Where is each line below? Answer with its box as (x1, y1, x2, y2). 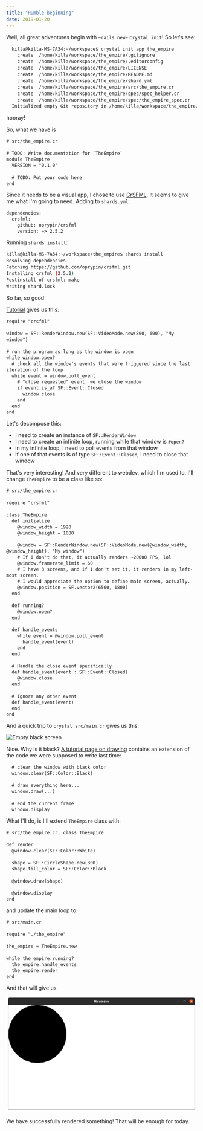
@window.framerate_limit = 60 (17, 560, 94, 566)
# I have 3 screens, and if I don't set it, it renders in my (17, 566, 177, 572)
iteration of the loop (6, 366, 63, 373)
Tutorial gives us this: (6, 306, 59, 313)
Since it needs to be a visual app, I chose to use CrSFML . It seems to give (6, 191, 189, 199)
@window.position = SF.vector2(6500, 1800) (17, 584, 129, 591)
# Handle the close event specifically (11, 663, 112, 669)
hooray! (6, 114, 25, 122)
